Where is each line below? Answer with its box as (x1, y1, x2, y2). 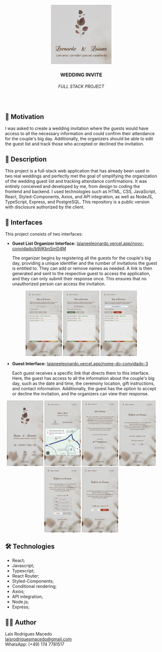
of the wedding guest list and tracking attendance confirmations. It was (5, 178, 147, 184)
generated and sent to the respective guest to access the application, (12, 271, 151, 276)
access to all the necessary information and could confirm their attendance (5, 131, 155, 137)
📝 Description (5, 155, 47, 163)
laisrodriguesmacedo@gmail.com (5, 636, 72, 642)
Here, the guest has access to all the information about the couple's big (12, 376, 155, 381)
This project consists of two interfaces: (5, 231, 83, 237)
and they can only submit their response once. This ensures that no (12, 276, 147, 282)
